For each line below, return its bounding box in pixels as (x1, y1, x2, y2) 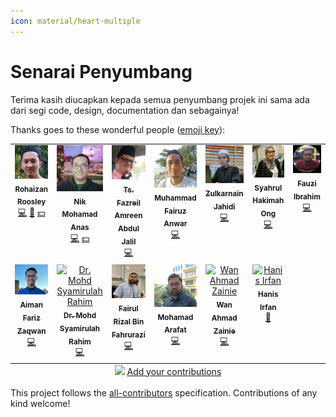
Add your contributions (126, 365, 222, 377)
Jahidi (213, 201, 236, 212)
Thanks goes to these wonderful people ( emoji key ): (10, 123, 226, 135)
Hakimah (252, 196, 285, 206)
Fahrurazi (111, 330, 146, 340)
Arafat (164, 325, 187, 335)
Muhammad (154, 193, 197, 203)
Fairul (118, 304, 139, 314)
